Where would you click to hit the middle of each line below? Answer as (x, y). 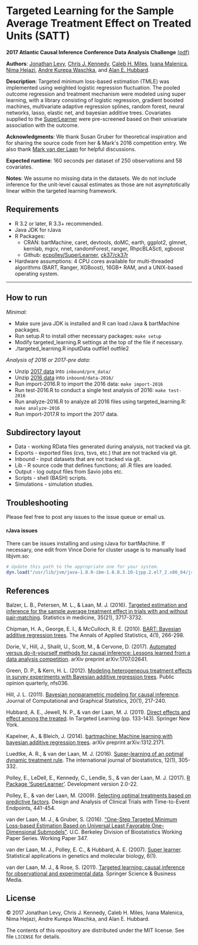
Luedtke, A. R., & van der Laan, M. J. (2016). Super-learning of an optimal (95, 753)
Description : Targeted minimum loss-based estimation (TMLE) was (88, 81)
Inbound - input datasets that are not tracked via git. (78, 459)
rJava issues (22, 530)
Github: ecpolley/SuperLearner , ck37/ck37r (76, 255)
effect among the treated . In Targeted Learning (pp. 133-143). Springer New (98, 718)
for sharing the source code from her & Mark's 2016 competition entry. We (96, 143)
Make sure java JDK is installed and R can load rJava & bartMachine (97, 323)
